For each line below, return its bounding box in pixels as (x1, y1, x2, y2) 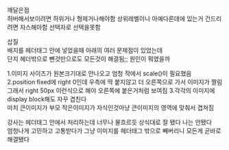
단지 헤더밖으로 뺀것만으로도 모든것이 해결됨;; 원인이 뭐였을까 (7, 55, 170, 63)
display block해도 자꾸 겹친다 (7, 95, 87, 103)
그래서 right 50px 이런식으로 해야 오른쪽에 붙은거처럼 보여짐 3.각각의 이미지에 (7, 86, 215, 95)
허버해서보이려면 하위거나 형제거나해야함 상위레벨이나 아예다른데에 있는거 (7, 14, 204, 23)
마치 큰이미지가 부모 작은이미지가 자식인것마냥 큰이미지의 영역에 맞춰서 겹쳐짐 (7, 103, 215, 112)
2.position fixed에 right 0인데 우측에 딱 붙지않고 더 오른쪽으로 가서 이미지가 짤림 (7, 78, 223, 86)
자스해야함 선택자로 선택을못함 (19, 23, 101, 31)
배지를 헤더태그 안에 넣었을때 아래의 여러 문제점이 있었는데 (7, 47, 163, 54)
